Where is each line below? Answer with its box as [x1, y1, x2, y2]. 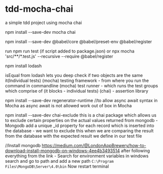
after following [120, 148, 150, 153]
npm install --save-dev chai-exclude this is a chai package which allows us [5, 112, 157, 118]
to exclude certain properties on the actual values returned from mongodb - [5, 117, 158, 123]
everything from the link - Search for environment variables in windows [5, 153, 149, 159]
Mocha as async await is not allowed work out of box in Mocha [5, 102, 132, 108]
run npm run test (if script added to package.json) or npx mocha [5, 48, 135, 54]
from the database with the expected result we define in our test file [5, 133, 142, 139]
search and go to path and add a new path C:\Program [5, 158, 114, 164]
